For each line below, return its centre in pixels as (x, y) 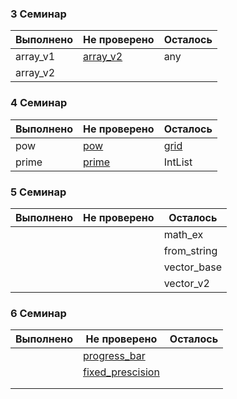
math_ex (183, 234)
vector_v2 (186, 283)
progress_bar (114, 356)
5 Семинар (38, 192)
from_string (190, 250)
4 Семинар (39, 103)
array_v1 (35, 57)
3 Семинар (38, 14)
